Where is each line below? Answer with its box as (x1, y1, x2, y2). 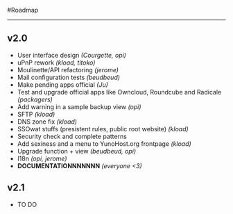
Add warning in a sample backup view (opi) (17, 102, 141, 110)
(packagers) (17, 95, 53, 104)
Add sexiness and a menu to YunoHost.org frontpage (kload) (17, 139, 192, 148)
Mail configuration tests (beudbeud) (17, 73, 120, 81)
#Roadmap (7, 6, 39, 14)
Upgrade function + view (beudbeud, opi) (17, 147, 137, 155)
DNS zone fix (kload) (17, 117, 78, 126)
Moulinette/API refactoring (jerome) (17, 65, 119, 74)
